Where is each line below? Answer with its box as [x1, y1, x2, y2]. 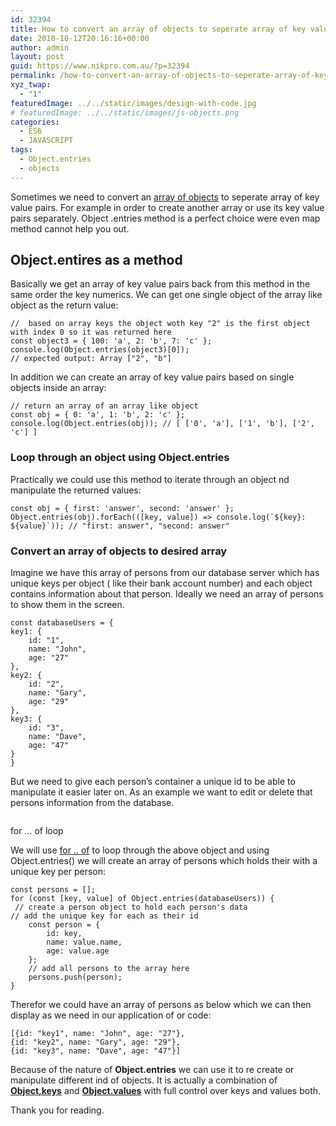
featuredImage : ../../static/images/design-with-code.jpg [10, 98, 257, 108]
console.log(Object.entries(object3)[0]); [10, 345, 190, 355]
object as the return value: [10, 299, 119, 311]
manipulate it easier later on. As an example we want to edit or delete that [10, 786, 313, 798]
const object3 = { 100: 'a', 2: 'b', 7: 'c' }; [10, 336, 213, 346]
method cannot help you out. [10, 222, 130, 235]
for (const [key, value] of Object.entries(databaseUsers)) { [10, 894, 275, 904]
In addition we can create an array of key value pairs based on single [10, 371, 295, 383]
